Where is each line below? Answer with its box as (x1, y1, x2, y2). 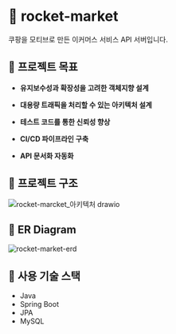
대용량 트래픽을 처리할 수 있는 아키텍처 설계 (19, 100, 153, 109)
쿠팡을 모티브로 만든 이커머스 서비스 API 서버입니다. (8, 34, 169, 44)
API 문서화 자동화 (19, 151, 74, 161)
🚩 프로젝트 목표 (8, 60, 78, 74)
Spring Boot (19, 300, 60, 309)
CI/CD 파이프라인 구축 (19, 133, 89, 143)
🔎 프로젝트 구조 (8, 177, 78, 190)
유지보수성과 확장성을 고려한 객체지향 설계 (19, 83, 149, 93)
